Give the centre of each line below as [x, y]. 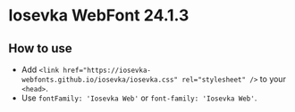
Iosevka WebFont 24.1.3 [99, 16]
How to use [40, 48]
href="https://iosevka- [107, 70]
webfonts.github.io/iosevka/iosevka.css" [99, 80]
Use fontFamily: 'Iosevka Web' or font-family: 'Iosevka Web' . [139, 98]
